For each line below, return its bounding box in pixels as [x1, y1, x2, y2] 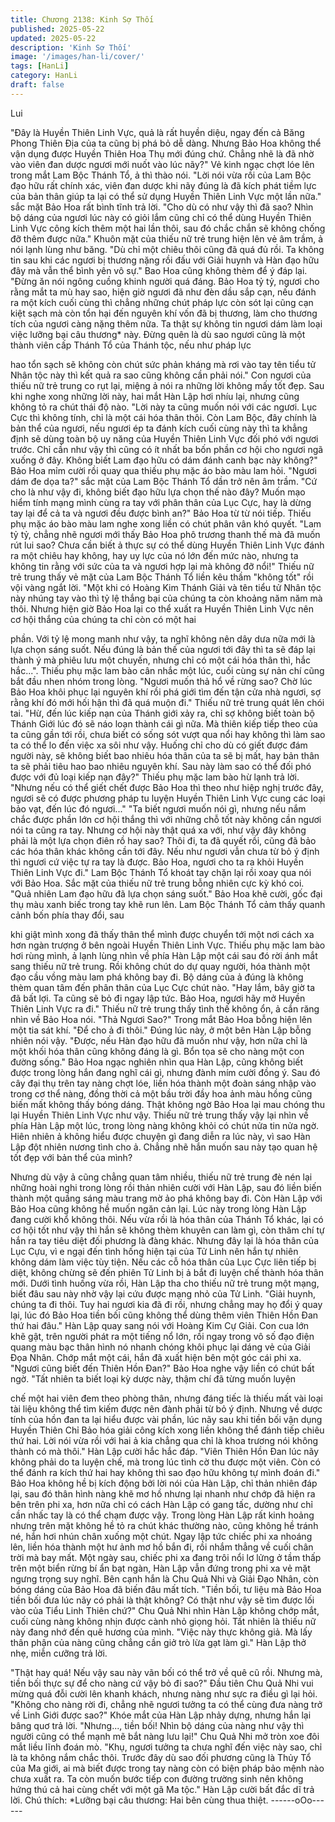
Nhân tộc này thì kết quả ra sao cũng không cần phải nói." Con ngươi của [10, 369, 312, 381]
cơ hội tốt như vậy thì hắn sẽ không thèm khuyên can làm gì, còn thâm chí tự [10, 1224, 325, 1236]
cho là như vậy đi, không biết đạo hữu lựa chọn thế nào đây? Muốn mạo [10, 486, 306, 498]
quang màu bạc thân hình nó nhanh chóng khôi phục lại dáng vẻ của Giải [10, 1341, 311, 1353]
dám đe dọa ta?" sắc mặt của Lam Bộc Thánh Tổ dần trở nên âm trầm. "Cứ [10, 475, 318, 487]
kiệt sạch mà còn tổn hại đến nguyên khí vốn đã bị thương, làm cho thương [10, 307, 318, 319]
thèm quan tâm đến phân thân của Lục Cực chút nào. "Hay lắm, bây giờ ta [10, 981, 316, 993]
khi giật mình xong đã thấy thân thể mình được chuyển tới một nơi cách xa [10, 928, 315, 940]
